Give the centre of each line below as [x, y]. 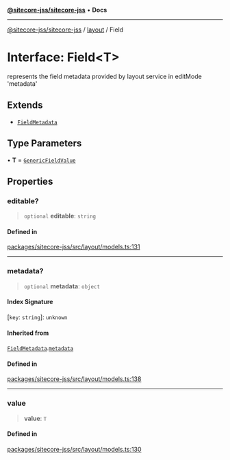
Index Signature [30, 302]
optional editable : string [60, 216]
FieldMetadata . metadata [40, 348]
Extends [25, 105]
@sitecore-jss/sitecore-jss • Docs [57, 10]
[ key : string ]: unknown [37, 317]
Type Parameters [44, 143]
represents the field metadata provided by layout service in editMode [104, 76]
